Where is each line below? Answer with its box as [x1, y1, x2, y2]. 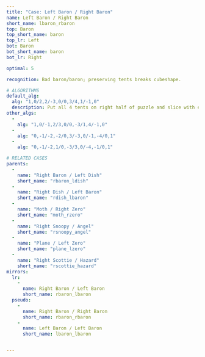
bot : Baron [6, 43, 34, 49]
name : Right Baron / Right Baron [22, 308, 108, 314]
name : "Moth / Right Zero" [17, 206, 86, 212]
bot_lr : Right [6, 54, 43, 60]
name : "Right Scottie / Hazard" [17, 257, 99, 263]
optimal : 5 [6, 65, 34, 71]
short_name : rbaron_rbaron [22, 314, 92, 320]
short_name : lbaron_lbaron [22, 331, 92, 337]
